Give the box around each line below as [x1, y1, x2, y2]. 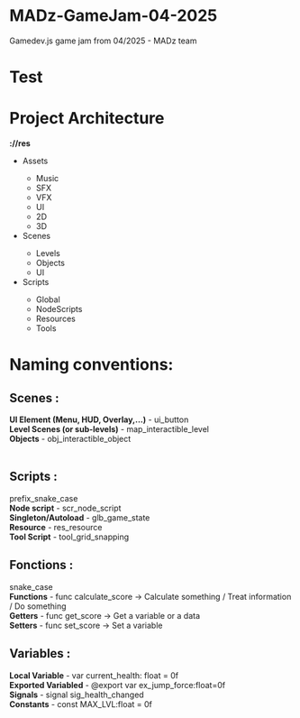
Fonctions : [9, 557, 74, 573]
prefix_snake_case [9, 492, 78, 503]
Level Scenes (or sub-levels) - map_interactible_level [9, 424, 210, 435]
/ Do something [9, 601, 67, 612]
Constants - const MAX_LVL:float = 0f [9, 698, 153, 709]
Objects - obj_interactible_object [9, 434, 132, 445]
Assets [22, 155, 49, 167]
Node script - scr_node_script [9, 502, 122, 513]
